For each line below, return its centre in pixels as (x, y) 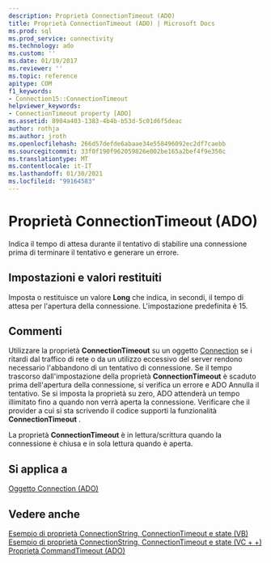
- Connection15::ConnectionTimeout (68, 99)
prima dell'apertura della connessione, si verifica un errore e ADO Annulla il (134, 385)
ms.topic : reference (43, 76)
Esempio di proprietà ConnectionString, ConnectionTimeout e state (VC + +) (135, 542)
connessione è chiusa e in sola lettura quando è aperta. (101, 444)
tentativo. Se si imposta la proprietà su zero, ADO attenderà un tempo (124, 394)
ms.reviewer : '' (36, 69)
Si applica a (38, 469)
